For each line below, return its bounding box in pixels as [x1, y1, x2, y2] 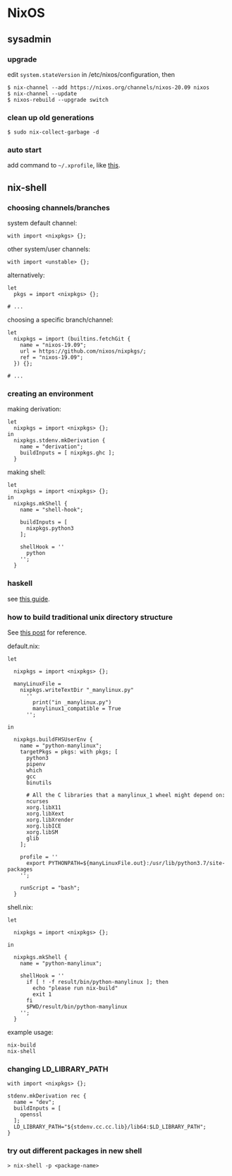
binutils [25, 780, 52, 787]
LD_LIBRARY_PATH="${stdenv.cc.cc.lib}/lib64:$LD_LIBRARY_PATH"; [13, 1124, 207, 1131]
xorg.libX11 [25, 804, 61, 811]
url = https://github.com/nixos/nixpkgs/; [20, 348, 147, 355]
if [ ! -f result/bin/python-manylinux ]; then [25, 979, 169, 986]
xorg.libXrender [25, 816, 74, 824]
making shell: [7, 468, 46, 476]
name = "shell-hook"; [20, 507, 83, 514]
